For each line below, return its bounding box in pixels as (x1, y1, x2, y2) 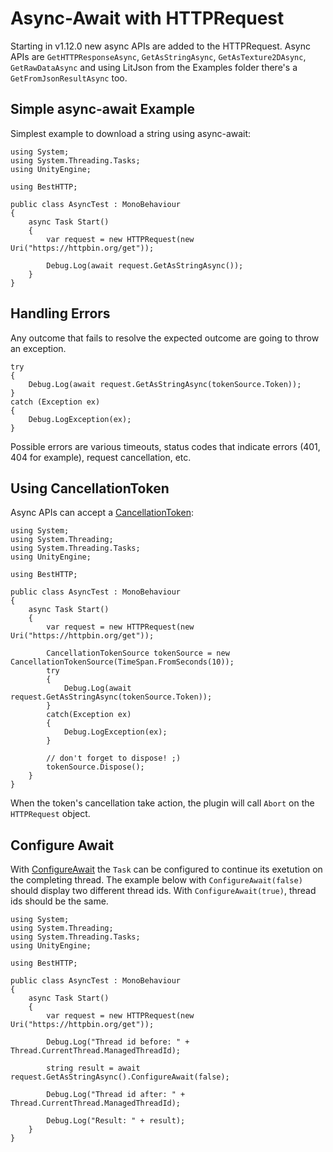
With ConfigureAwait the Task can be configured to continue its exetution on (10, 863, 323, 876)
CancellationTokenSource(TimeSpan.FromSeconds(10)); (10, 657, 235, 667)
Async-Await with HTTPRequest (10, 7, 285, 30)
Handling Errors (10, 305, 111, 322)
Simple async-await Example (10, 101, 196, 118)
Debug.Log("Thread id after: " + (46, 1090, 186, 1100)
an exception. (10, 342, 67, 354)
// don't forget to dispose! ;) (46, 753, 182, 764)
